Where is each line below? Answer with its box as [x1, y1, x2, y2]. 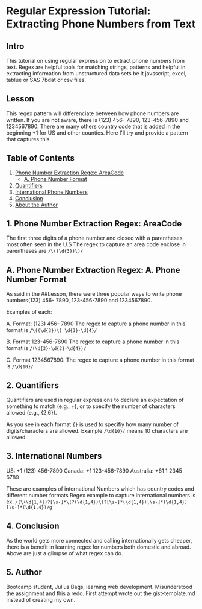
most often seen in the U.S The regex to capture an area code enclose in [6, 241, 186, 248]
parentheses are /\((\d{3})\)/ [6, 247, 84, 255]
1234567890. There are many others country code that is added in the [6, 123, 180, 130]
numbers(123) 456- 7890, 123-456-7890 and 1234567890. [6, 297, 152, 304]
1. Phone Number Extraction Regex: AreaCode [6, 218, 182, 229]
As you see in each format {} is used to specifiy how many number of [6, 421, 179, 428]
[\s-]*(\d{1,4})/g [6, 504, 52, 511]
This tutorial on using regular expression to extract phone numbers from [6, 57, 185, 64]
